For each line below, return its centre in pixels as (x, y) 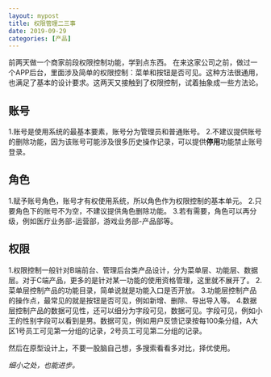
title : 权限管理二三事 (42, 23)
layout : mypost (34, 16)
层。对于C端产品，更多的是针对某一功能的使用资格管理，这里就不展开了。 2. (135, 280)
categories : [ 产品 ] (40, 38)
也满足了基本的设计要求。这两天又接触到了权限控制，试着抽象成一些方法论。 (135, 83)
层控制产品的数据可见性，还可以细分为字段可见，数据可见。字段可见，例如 (132, 310)
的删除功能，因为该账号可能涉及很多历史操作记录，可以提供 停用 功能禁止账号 (135, 142)
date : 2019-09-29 (38, 31)
